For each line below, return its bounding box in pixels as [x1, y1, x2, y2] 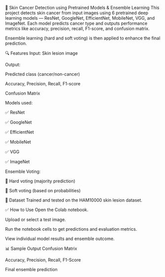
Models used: [5, 100, 33, 105]
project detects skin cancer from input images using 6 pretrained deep [5, 10, 149, 16]
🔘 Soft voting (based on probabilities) [5, 188, 81, 193]
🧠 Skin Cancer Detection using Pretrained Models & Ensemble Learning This [5, 5, 160, 10]
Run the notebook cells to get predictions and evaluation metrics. [5, 226, 137, 232]
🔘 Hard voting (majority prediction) [5, 178, 75, 184]
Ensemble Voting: [5, 169, 41, 174]
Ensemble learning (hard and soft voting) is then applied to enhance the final [5, 35, 161, 41]
